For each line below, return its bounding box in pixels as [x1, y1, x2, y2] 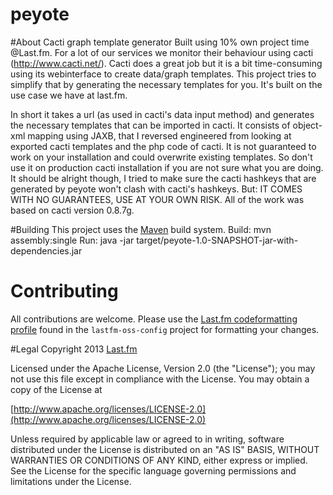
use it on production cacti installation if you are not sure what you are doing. [10, 161, 324, 173]
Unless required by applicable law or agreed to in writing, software [10, 433, 285, 445]
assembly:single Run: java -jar [10, 234, 135, 246]
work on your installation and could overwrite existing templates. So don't [10, 151, 313, 163]
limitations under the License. [10, 475, 132, 487]
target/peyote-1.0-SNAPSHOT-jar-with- [136, 234, 299, 246]
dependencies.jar [10, 244, 83, 257]
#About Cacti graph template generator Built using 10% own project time [10, 36, 310, 48]
